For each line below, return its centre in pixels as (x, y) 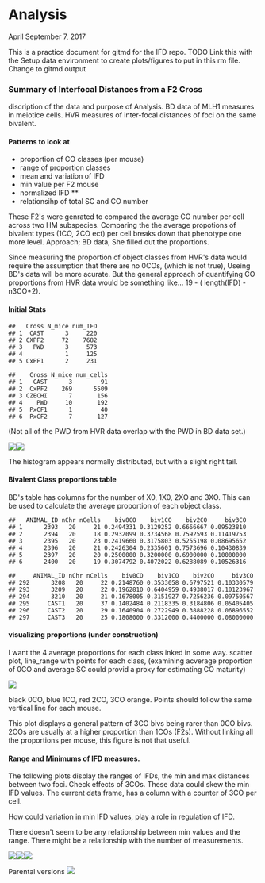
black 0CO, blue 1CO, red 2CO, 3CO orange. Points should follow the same (130, 700)
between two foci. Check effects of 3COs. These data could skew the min (129, 785)
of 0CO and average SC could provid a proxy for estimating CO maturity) (127, 670)
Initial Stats (27, 309)
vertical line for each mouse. (55, 708)
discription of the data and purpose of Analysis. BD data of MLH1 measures (131, 107)
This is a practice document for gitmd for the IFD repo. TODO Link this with (131, 52)
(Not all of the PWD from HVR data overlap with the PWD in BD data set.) (127, 431)
